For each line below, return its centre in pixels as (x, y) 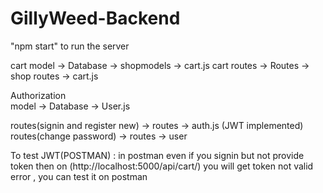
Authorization (38, 95)
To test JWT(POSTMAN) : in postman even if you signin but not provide (157, 155)
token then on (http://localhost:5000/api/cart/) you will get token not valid (162, 166)
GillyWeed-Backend (95, 18)
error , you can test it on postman (79, 176)
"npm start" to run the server (70, 46)
